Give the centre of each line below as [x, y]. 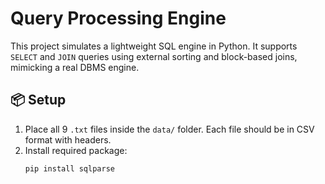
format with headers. [68, 139]
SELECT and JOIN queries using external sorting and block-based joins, [154, 56]
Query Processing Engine [118, 18]
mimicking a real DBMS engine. [75, 67]
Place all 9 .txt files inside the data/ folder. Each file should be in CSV [169, 129]
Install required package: [76, 150]
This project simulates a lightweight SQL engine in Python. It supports [154, 46]
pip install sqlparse [69, 168]
